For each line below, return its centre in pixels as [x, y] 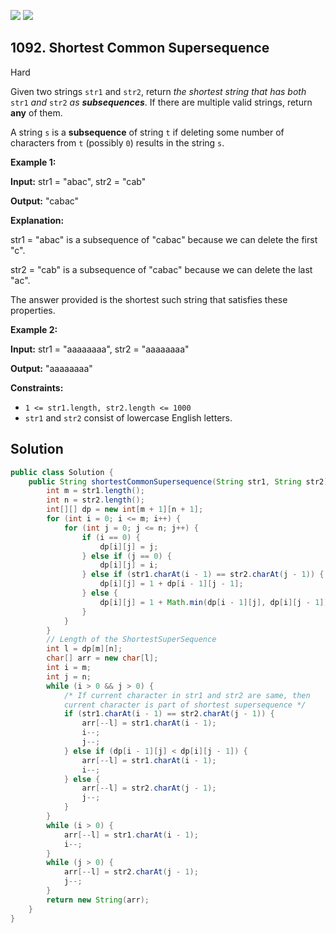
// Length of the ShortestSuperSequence [131, 640]
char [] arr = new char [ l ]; [102, 658]
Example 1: [33, 162]
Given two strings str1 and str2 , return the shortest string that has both [158, 91]
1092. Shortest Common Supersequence [140, 48]
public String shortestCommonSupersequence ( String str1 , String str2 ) [178, 481]
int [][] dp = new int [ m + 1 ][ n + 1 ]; [125, 510]
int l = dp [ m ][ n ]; [84, 649]
